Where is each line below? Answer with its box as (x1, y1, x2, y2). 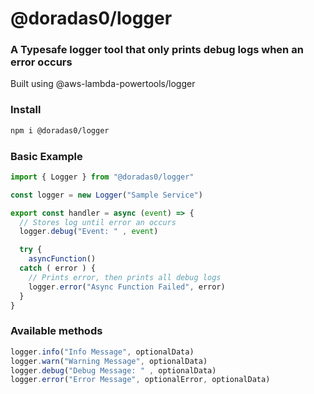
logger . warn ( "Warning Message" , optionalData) (10, 356, 208, 366)
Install (10, 103, 42, 117)
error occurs (10, 55, 73, 69)
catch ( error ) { (19, 263, 97, 274)
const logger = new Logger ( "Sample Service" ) (10, 190, 203, 200)
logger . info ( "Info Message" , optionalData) (10, 347, 195, 357)
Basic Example (10, 149, 83, 163)
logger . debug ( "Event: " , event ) (19, 227, 159, 237)
